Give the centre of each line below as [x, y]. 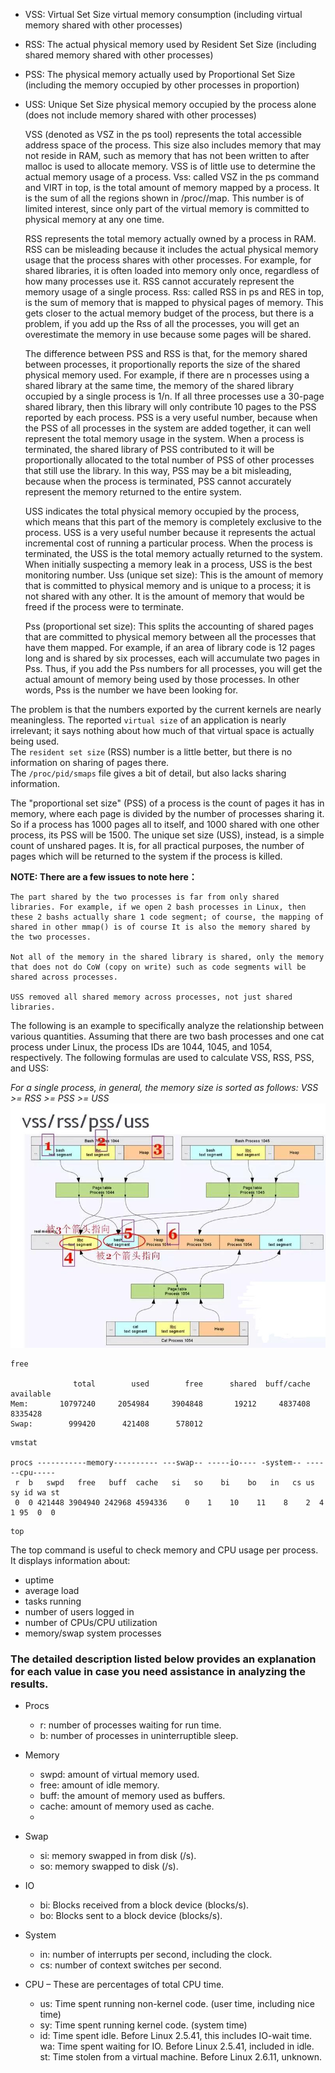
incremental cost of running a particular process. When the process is [168, 543]
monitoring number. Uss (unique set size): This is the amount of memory [174, 575]
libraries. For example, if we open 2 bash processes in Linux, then [158, 907]
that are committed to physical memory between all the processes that [170, 637]
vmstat [24, 1442]
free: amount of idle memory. [99, 1785]
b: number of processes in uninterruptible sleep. [139, 1736]
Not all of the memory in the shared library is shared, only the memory [167, 957]
